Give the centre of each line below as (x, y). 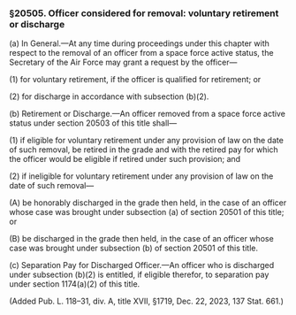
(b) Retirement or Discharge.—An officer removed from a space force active (147, 114)
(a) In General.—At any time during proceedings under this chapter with (139, 43)
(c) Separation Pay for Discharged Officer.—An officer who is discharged (142, 265)
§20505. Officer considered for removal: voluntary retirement (144, 13)
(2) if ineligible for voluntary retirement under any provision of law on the (141, 176)
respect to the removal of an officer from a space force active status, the (141, 53)
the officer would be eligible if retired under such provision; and (125, 159)
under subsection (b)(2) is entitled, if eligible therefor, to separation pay (139, 275)
